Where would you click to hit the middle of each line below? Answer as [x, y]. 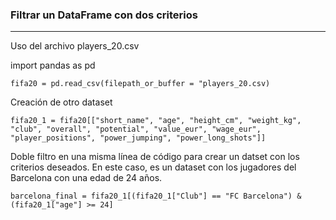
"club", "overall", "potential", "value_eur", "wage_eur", [136, 129]
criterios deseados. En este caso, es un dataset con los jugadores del [153, 167]
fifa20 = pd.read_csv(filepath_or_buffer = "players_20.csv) [140, 84]
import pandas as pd [53, 65]
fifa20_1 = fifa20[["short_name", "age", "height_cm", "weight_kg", [156, 121]
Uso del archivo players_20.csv [75, 46]
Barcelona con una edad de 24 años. [86, 178]
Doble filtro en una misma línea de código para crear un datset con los [155, 157]
